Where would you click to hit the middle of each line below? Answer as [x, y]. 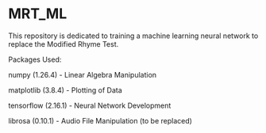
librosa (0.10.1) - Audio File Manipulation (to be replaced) [100, 120]
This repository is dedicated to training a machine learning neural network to [133, 36]
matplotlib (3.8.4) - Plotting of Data [65, 90]
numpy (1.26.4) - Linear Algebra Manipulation [83, 74]
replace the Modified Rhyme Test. [64, 44]
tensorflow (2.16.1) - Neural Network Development [90, 105]
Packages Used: [35, 59]
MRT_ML [38, 14]
